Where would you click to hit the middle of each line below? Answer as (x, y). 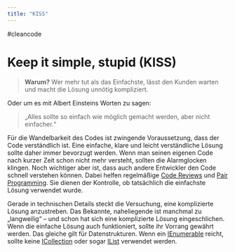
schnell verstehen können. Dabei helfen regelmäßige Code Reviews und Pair (117, 175)
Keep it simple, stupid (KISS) (92, 62)
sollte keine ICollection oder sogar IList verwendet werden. (92, 241)
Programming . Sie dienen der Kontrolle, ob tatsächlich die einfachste (106, 182)
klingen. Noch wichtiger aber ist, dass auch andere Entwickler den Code (112, 168)
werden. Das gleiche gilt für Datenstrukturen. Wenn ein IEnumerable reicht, (116, 234)
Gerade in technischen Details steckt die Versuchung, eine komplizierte (110, 203)
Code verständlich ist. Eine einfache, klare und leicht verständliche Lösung (115, 145)
